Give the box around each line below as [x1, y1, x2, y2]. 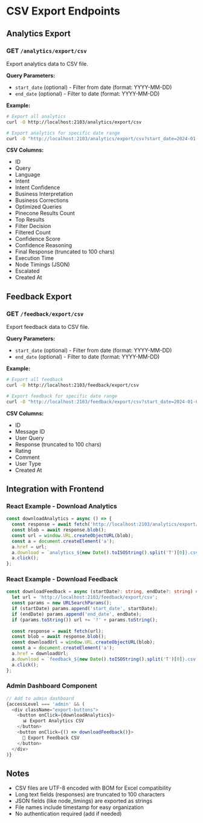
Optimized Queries [14, 203, 62, 210]
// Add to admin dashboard [6, 695, 74, 701]
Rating [14, 447, 31, 454]
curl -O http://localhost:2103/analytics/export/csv [6, 119, 142, 125]
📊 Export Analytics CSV [22, 718, 85, 724]
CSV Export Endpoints [6, 4, 121, 18]
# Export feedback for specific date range [6, 393, 118, 399]
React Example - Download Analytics [6, 502, 118, 510]
